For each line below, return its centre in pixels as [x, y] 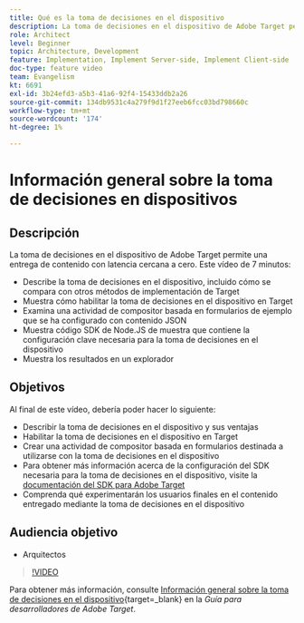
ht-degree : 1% [36, 128]
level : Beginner [40, 43]
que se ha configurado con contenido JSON [104, 320]
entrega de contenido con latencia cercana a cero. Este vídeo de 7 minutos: [150, 264]
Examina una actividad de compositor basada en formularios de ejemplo [157, 311]
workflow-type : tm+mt [50, 111]
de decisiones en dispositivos [123, 200]
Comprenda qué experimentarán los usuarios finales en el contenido [150, 494]
